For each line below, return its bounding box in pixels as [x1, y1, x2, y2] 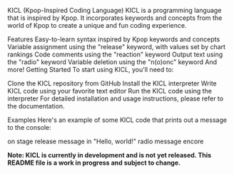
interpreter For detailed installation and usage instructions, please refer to [7, 94, 223, 103]
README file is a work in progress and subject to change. [7, 158, 180, 167]
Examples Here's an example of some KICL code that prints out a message [7, 116, 227, 124]
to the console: [7, 123, 51, 131]
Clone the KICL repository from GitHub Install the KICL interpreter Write [7, 79, 218, 88]
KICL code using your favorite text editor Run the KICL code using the [7, 87, 213, 95]
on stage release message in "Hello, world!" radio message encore [7, 137, 204, 145]
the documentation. [7, 102, 66, 110]
